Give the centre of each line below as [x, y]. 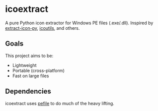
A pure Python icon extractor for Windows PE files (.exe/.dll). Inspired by [79, 23]
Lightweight [24, 65]
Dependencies [28, 91]
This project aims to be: [29, 55]
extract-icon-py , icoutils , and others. [42, 28]
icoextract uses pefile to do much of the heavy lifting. [60, 103]
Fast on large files [31, 76]
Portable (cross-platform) [38, 70]
